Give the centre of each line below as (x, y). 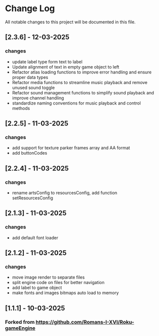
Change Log (30, 9)
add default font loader (35, 238)
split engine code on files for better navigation (58, 283)
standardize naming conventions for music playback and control (76, 103)
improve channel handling (38, 98)
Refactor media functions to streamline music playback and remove (79, 82)
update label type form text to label (47, 62)
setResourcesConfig (33, 198)
